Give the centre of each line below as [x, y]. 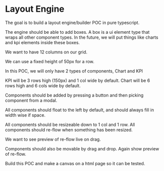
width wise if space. [25, 115]
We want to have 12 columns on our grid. [46, 52]
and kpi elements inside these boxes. [42, 42]
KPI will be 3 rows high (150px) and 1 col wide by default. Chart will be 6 [78, 80]
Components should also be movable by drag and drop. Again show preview [82, 148]
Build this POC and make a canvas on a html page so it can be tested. [75, 163]
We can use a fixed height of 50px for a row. [50, 61]
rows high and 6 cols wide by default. [43, 85]
